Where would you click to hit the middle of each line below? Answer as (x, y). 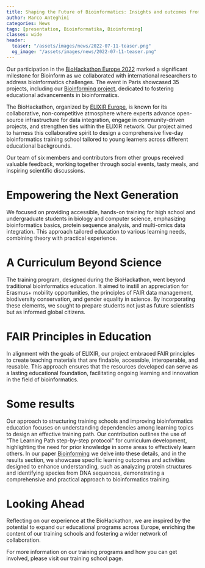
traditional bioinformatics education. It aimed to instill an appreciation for (97, 286)
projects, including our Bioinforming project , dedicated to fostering (90, 88)
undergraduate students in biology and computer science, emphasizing (96, 218)
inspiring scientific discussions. (46, 170)
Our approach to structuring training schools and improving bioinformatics (100, 421)
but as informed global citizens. (46, 312)
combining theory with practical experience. (62, 238)
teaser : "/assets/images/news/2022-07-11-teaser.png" (81, 46)
